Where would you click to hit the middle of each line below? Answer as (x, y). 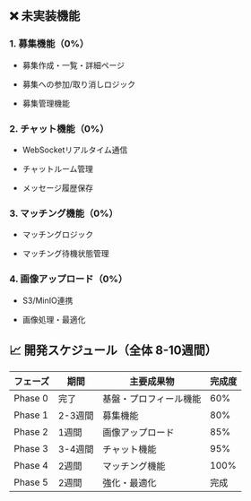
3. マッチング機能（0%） (64, 213)
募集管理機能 (46, 103)
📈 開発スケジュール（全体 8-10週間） (113, 350)
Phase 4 (31, 466)
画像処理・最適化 (54, 319)
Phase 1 (31, 415)
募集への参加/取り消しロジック (79, 84)
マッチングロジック (58, 235)
